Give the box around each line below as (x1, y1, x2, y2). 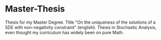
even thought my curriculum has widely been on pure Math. (5, 29, 124, 35)
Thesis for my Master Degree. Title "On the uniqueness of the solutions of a (5, 19, 156, 25)
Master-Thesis (5, 3, 65, 14)
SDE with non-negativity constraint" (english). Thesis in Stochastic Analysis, (5, 24, 157, 30)
